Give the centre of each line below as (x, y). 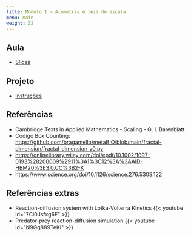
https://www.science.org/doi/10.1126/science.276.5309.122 (89, 174)
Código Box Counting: (43, 135)
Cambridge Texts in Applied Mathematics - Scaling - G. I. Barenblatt (100, 129)
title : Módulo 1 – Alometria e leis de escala (66, 12)
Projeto (20, 81)
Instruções (28, 96)
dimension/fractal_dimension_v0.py (59, 148)
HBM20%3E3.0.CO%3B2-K (49, 167)
